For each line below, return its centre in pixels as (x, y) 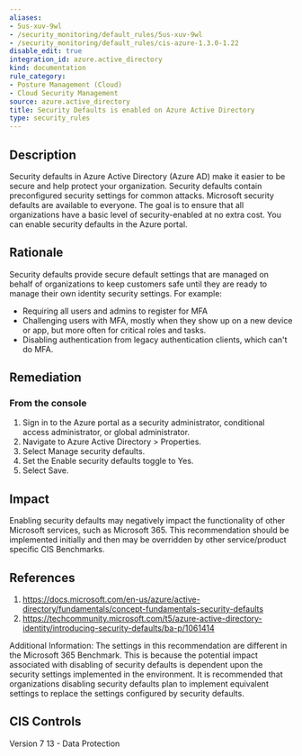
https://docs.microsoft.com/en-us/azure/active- (111, 599)
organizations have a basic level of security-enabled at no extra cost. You (145, 214)
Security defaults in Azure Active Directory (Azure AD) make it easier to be (147, 176)
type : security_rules (50, 118)
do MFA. (38, 349)
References (42, 578)
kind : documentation (48, 68)
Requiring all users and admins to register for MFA (115, 311)
